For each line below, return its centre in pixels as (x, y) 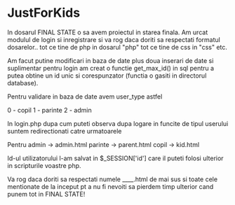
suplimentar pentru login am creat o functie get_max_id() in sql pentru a (111, 68)
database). (23, 83)
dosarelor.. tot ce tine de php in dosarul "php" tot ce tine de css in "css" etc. (117, 47)
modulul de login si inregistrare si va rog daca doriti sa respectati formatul (114, 39)
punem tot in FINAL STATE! (46, 194)
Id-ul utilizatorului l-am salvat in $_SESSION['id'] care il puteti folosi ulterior (115, 158)
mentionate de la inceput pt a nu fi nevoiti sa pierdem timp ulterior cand (110, 186)
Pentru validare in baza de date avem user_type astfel (85, 97)
